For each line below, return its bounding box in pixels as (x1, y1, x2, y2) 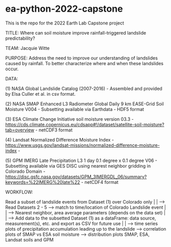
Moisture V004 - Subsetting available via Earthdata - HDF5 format (5, 106, 144, 112)
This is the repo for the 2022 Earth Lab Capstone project (5, 20, 124, 26)
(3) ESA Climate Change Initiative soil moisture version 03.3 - (5, 116, 134, 122)
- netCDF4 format (81, 179, 119, 185)
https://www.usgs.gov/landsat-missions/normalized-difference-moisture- (5, 142, 160, 148)
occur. (5, 66, 19, 72)
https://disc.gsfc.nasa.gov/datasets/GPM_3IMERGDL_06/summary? (5, 174, 147, 180)
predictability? (5, 35, 35, 41)
